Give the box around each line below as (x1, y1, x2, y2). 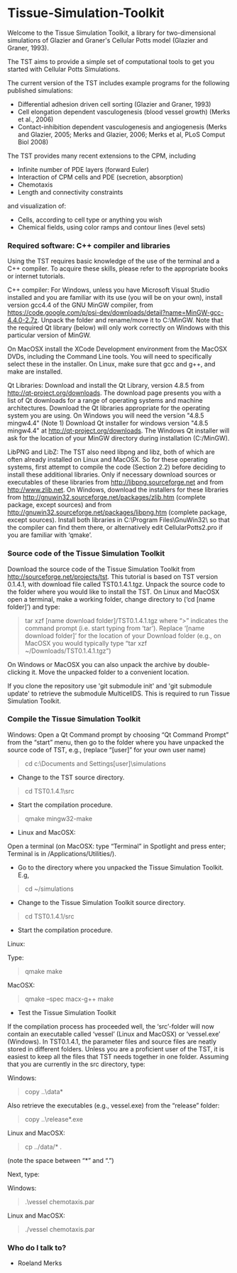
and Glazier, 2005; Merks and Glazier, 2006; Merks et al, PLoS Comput (17, 130, 226, 139)
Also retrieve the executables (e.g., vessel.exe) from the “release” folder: (7, 1101, 220, 1110)
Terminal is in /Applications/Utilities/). (7, 849, 117, 857)
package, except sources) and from (7, 501, 112, 509)
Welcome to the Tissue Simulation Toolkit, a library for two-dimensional (7, 28, 216, 37)
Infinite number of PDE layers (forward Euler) (17, 165, 149, 173)
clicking (7, 668, 31, 676)
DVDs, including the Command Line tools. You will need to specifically (7, 352, 212, 361)
